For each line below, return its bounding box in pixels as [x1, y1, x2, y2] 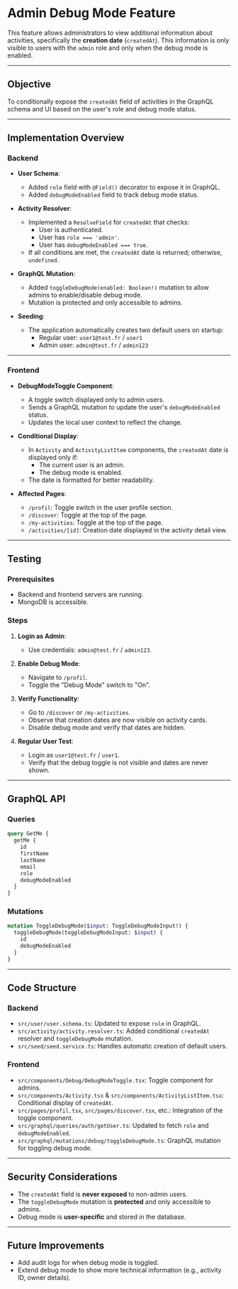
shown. [28, 765, 50, 774]
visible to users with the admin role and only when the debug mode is [7, 43, 208, 52]
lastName [20, 857, 46, 864]
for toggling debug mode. [17, 1143, 93, 1152]
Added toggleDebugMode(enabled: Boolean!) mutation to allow [28, 283, 210, 292]
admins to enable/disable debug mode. [28, 291, 143, 300]
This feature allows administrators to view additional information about [7, 28, 213, 37]
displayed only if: [28, 453, 79, 461]
